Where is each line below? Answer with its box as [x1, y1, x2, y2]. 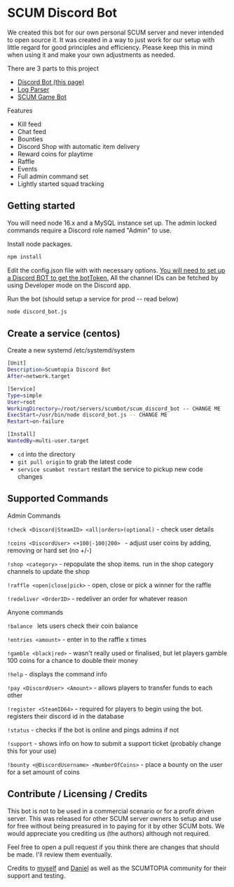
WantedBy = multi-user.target [7, 438, 90, 445]
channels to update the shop [7, 567, 90, 575]
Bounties [17, 135, 43, 143]
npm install [7, 253, 42, 261]
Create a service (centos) [7, 327, 121, 339]
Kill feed [17, 119, 42, 128]
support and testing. [7, 871, 66, 879]
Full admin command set [17, 172, 89, 180]
